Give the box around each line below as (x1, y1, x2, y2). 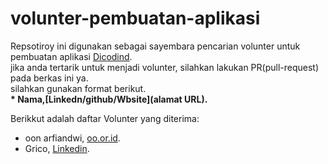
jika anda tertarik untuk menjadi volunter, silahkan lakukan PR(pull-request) (10, 61, 320, 73)
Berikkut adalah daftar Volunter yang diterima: (10, 112, 200, 124)
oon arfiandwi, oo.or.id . (24, 132, 121, 144)
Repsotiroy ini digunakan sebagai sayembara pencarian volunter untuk (10, 40, 301, 52)
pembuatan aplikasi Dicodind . (10, 50, 133, 62)
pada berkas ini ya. (10, 72, 89, 84)
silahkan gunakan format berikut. (10, 82, 147, 94)
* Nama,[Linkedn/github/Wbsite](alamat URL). (10, 93, 208, 105)
